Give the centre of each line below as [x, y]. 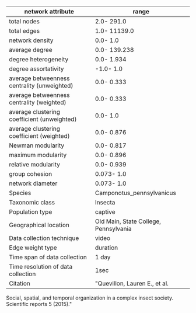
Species [20, 193]
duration [107, 248]
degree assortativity [36, 69]
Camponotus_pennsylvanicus [136, 193]
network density [31, 40]
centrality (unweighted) [41, 86]
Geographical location [39, 225]
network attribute [49, 11]
